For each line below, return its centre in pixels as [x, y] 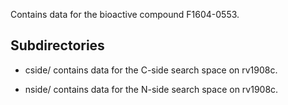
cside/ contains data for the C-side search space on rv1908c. [151, 70]
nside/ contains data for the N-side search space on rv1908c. [151, 89]
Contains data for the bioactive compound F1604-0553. [125, 14]
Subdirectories [57, 45]
